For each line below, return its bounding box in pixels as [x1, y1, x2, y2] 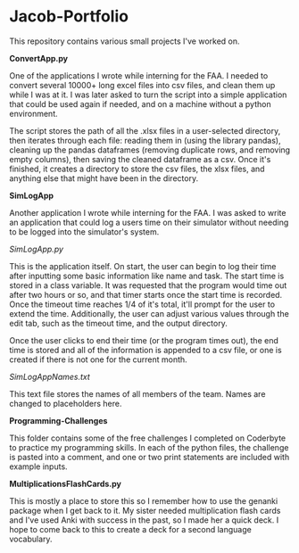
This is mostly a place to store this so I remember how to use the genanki [9, 495, 278, 506]
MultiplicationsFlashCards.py [9, 478, 122, 489]
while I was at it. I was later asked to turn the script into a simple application [9, 89, 287, 100]
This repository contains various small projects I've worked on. [9, 36, 240, 46]
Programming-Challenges [9, 415, 108, 425]
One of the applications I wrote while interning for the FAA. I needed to [9, 70, 269, 81]
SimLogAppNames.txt [9, 371, 91, 382]
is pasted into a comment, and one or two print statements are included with [9, 451, 290, 462]
